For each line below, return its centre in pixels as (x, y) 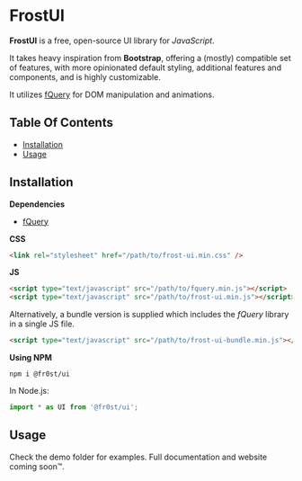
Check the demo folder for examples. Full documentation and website (138, 457)
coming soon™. (37, 466)
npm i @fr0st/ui (40, 374)
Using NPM (31, 358)
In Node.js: (29, 391)
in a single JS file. (42, 324)
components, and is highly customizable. (85, 76)
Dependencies (37, 204)
